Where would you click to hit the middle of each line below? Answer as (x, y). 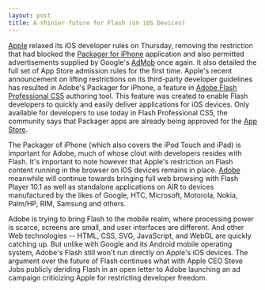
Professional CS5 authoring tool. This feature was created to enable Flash (128, 96)
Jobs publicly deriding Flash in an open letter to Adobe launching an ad (124, 269)
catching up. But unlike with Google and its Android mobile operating (120, 244)
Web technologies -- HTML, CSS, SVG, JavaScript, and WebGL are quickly (130, 235)
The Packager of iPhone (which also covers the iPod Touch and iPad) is (125, 145)
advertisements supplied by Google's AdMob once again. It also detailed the (132, 62)
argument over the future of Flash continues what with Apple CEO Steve (126, 261)
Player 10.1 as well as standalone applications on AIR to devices (111, 186)
